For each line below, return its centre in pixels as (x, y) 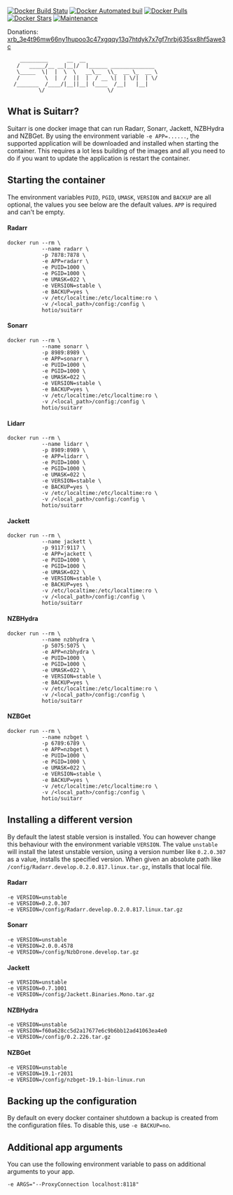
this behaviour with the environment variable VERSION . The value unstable (113, 844)
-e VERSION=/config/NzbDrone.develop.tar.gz (73, 952)
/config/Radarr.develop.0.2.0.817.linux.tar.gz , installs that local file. (110, 866)
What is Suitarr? (43, 112)
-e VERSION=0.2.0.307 (39, 903)
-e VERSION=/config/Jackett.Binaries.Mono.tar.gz (81, 995)
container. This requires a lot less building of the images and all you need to (116, 151)
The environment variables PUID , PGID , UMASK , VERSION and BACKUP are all (109, 197)
